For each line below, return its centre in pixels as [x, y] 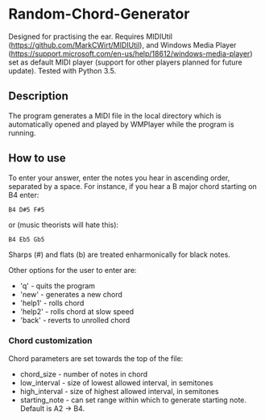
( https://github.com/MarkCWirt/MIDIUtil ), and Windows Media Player [122, 44]
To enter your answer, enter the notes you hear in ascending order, [119, 178]
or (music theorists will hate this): [64, 225]
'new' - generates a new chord [71, 294]
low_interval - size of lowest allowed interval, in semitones [116, 382]
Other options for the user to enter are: [72, 270]
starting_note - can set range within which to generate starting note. [133, 400]
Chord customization [50, 341]
